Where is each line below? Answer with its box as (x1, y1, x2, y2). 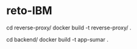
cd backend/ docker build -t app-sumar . (6, 36, 108, 43)
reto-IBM (6, 4, 53, 18)
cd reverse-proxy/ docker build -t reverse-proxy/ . (6, 24, 132, 31)
